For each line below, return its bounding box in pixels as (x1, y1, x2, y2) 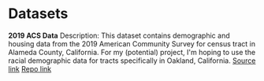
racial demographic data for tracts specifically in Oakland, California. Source (8, 56, 256, 65)
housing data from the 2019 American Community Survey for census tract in (8, 39, 256, 48)
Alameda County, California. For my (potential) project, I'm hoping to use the (8, 47, 256, 57)
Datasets (8, 5, 69, 23)
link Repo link (8, 64, 52, 73)
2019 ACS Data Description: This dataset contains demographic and (8, 31, 230, 40)
